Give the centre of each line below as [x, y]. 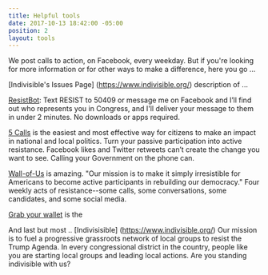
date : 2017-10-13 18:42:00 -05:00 [66, 23]
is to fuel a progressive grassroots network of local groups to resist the [125, 239]
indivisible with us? [40, 264]
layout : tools [32, 38]
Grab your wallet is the [46, 215]
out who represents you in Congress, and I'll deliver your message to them [131, 109]
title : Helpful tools [44, 16]
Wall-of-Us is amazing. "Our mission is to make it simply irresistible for [124, 173]
